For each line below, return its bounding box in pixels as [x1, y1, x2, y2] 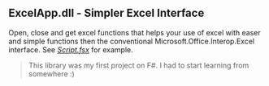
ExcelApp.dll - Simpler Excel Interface [8, 6, 205, 20]
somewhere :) [28, 68, 75, 79]
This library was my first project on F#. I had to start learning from [28, 60, 249, 70]
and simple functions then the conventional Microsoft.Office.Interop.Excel [8, 36, 254, 46]
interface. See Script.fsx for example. [8, 44, 133, 55]
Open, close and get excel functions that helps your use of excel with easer [8, 27, 262, 37]
